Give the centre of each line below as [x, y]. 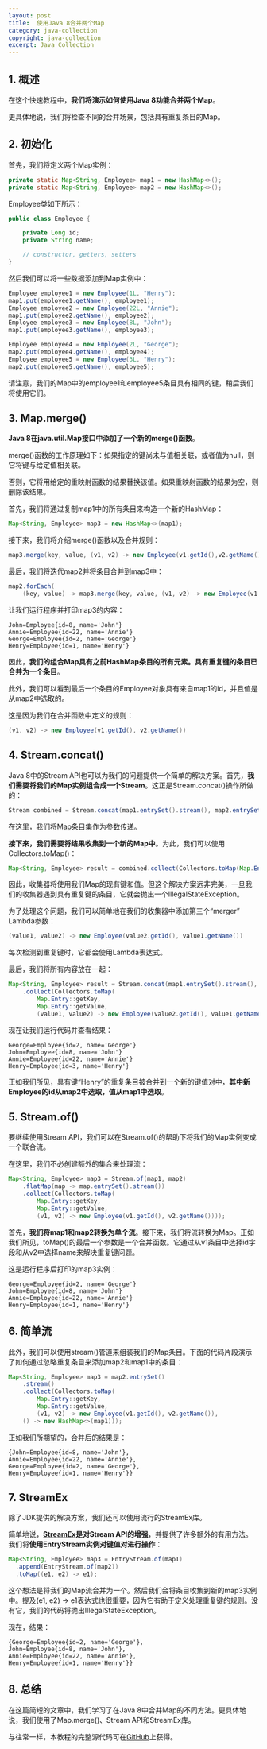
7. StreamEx [38, 1497]
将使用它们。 [29, 393]
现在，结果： [29, 1627]
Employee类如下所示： [45, 203]
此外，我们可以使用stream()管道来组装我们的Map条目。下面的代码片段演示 [130, 1352]
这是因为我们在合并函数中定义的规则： [71, 715]
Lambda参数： [32, 921]
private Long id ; [51, 233]
